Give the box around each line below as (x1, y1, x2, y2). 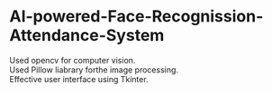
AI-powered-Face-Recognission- (9, 6, 264, 27)
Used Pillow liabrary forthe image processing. (9, 64, 178, 75)
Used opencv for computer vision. (9, 55, 136, 65)
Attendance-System (9, 25, 165, 46)
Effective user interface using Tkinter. (9, 73, 149, 84)
